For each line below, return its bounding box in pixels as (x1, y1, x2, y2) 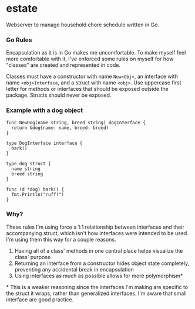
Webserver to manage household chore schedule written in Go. (6, 21, 160, 28)
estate (6, 2, 38, 15)
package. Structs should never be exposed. (6, 91, 112, 99)
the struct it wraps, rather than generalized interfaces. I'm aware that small (6, 290, 187, 297)
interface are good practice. (6, 296, 74, 303)
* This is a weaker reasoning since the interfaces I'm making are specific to (6, 283, 189, 290)
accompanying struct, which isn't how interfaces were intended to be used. (6, 229, 189, 236)
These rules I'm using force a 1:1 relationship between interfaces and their (6, 223, 185, 230)
